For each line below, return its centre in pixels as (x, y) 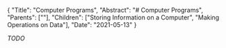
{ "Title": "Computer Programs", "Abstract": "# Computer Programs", (105, 10)
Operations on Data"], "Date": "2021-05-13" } (72, 25)
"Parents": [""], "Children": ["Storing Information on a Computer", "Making (113, 17)
